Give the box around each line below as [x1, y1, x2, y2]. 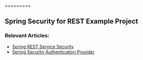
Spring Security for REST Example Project [5, 17, 138, 25]
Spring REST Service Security [12, 43, 74, 49]
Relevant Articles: [5, 32, 50, 39]
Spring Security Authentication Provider [12, 48, 95, 55]
